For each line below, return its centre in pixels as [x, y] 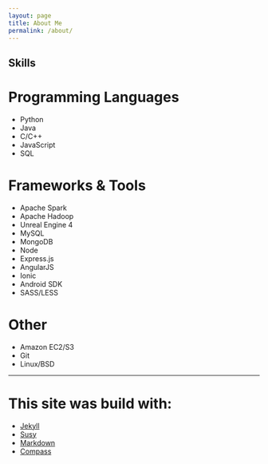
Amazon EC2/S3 [47, 347]
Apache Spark [43, 208]
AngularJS [37, 267]
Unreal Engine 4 [46, 224]
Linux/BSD [37, 363]
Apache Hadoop [47, 216]
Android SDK [41, 284]
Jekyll [30, 426]
